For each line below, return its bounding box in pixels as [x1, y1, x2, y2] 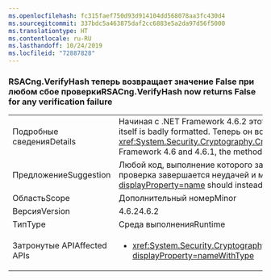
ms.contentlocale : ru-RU [8, 34, 92, 43]
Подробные [12, 126, 59, 137]
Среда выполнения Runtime [118, 219, 226, 230]
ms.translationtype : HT [8, 27, 89, 35]
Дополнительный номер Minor [118, 193, 236, 204]
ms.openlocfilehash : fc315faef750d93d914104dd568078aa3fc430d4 [8, 11, 226, 20]
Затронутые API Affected [12, 240, 107, 251]
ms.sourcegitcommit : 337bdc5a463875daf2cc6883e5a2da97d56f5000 [8, 19, 226, 27]
